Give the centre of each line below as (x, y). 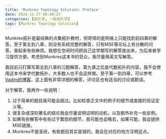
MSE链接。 (23, 125)
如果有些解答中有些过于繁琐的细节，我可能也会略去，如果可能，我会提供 (86, 119)
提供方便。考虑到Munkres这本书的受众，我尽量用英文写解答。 (72, 57)
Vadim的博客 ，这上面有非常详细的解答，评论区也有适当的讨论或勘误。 (77, 80)
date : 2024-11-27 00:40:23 (33, 14)
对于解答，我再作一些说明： (33, 90)
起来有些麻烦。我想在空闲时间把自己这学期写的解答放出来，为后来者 (87, 50)
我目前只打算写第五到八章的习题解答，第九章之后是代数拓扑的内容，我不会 (81, 67)
